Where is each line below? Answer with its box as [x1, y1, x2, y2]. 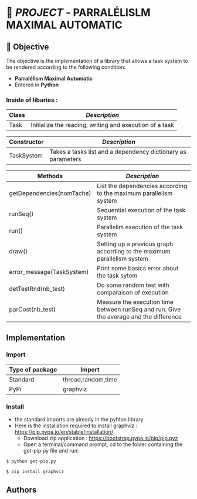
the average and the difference [96, 313, 182, 321]
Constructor [9, 138, 44, 146]
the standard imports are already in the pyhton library [14, 416, 144, 423]
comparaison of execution [96, 289, 169, 297]
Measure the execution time [96, 298, 174, 306]
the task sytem [96, 272, 138, 280]
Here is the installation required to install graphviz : [14, 422, 138, 429]
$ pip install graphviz [6, 469, 64, 475]
